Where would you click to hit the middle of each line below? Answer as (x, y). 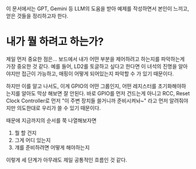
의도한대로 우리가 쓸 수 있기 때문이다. (59, 108)
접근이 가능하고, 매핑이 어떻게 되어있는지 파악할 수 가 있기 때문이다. (97, 73)
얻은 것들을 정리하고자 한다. (37, 16)
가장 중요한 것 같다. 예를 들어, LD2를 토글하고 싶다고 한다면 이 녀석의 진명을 (92, 66)
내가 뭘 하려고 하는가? (55, 42)
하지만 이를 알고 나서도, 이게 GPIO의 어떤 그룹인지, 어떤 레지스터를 (81, 86)
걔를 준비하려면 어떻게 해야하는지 (52, 147)
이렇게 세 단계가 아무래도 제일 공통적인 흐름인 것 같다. (66, 160)
